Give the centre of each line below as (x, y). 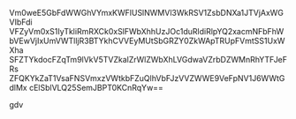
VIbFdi (21, 22)
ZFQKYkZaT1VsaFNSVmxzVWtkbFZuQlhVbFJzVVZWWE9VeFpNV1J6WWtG (147, 78)
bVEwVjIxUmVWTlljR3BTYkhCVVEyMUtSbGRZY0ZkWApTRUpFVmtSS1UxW (147, 41)
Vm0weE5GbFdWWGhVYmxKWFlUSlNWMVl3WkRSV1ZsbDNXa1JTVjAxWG (147, 13)
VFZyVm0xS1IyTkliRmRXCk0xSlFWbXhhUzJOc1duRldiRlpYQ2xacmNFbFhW (147, 31)
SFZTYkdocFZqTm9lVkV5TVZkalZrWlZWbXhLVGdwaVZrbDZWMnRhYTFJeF (148, 59)
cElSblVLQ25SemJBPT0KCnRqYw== (96, 88)
